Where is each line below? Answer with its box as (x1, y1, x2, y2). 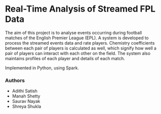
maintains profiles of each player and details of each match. (5, 55, 125, 61)
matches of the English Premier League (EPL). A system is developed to (5, 35, 149, 41)
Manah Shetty (12, 93, 40, 99)
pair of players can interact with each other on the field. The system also (5, 50, 151, 56)
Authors (5, 77, 25, 83)
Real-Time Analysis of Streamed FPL (5, 3, 156, 15)
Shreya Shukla (12, 103, 41, 110)
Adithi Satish (12, 88, 38, 94)
